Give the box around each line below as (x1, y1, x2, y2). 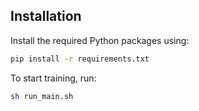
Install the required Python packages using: (10, 34, 190, 46)
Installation (10, 8, 82, 25)
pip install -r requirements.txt (10, 54, 150, 64)
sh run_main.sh (10, 91, 74, 101)
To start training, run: (10, 72, 97, 84)
